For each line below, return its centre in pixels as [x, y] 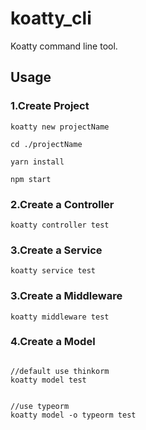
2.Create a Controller [62, 204]
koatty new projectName [60, 127]
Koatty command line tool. [64, 46]
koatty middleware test [60, 317]
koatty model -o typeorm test [73, 415]
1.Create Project [50, 106]
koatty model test [48, 380]
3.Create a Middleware [66, 296]
